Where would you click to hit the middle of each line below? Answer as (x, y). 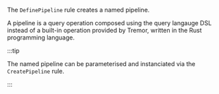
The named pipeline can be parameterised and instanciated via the (101, 64)
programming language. (41, 37)
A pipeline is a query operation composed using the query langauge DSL (109, 23)
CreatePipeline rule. (36, 71)
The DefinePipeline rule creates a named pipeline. (78, 10)
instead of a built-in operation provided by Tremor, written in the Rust (104, 30)
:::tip (13, 51)
